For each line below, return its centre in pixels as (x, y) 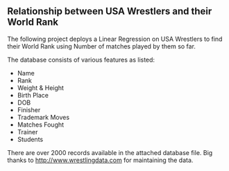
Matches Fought (41, 125)
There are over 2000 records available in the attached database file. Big (110, 152)
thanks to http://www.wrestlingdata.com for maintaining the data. (100, 160)
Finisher (29, 109)
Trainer (27, 132)
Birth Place (33, 95)
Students (30, 139)
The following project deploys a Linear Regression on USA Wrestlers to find (115, 39)
